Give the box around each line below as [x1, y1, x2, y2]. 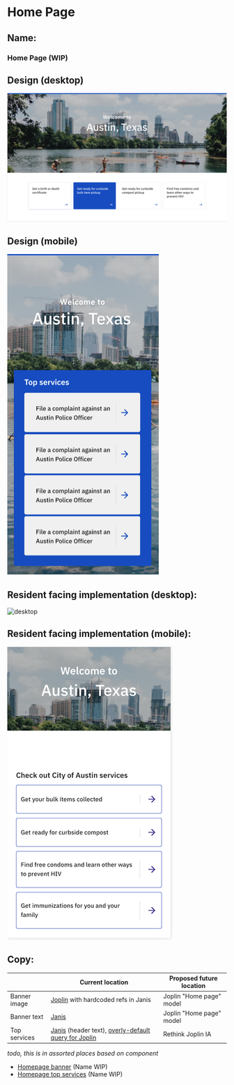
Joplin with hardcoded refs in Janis [50, 996, 151, 1004]
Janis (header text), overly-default [50, 1026, 150, 1035]
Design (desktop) [7, 74, 84, 86]
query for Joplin [50, 1033, 97, 1042]
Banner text [10, 1012, 44, 1021]
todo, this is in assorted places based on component [7, 1049, 159, 1057]
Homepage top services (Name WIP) [17, 1070, 123, 1078]
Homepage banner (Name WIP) [17, 1062, 108, 1071]
